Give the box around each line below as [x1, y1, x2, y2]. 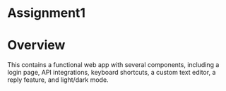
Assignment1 [7, 5, 86, 21]
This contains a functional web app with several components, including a [7, 61, 220, 69]
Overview [7, 37, 66, 54]
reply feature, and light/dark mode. [7, 75, 109, 84]
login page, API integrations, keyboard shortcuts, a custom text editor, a [7, 68, 216, 77]
